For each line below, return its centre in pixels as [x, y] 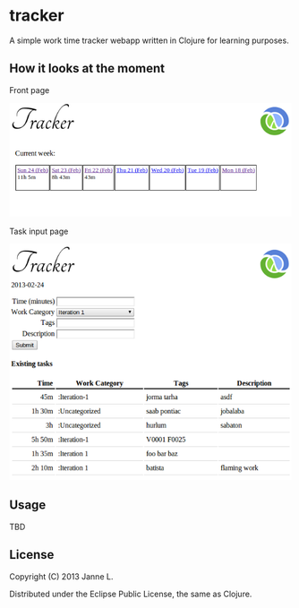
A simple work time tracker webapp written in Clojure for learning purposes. [149, 40]
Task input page [39, 231]
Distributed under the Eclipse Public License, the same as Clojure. [131, 594]
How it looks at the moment [87, 69]
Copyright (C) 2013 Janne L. [61, 576]
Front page [30, 90]
